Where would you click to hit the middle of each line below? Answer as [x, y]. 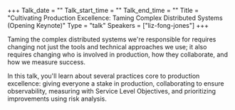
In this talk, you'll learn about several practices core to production [104, 76]
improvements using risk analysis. [57, 99]
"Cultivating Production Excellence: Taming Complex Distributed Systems [115, 18]
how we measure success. [46, 62]
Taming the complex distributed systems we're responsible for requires [112, 39]
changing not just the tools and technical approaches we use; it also [107, 47]
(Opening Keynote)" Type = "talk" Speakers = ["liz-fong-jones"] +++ [108, 25]
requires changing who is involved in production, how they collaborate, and [117, 54]
